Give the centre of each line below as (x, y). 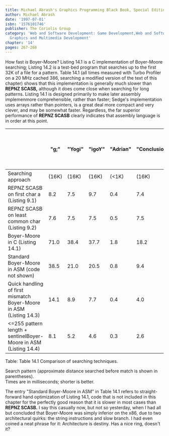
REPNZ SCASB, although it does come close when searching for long (77, 88)
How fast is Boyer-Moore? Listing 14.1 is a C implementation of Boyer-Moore (84, 62)
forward (13, 397)
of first (16, 290)
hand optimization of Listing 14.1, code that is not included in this (89, 397)
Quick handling (26, 284)
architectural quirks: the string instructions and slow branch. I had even (79, 418)
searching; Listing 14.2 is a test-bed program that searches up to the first (81, 67)
